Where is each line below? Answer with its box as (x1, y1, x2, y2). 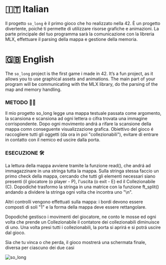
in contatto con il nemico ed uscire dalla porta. (5, 137, 101, 143)
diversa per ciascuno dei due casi (5, 245, 75, 251)
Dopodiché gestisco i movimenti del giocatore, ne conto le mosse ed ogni (5, 214, 156, 220)
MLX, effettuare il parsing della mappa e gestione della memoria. (5, 36, 138, 42)
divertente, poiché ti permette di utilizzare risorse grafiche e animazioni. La (5, 25, 160, 31)
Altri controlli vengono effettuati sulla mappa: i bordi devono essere (5, 199, 143, 205)
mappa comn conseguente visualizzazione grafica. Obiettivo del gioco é (5, 126, 154, 132)
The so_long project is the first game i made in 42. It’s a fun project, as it (5, 70, 154, 76)
